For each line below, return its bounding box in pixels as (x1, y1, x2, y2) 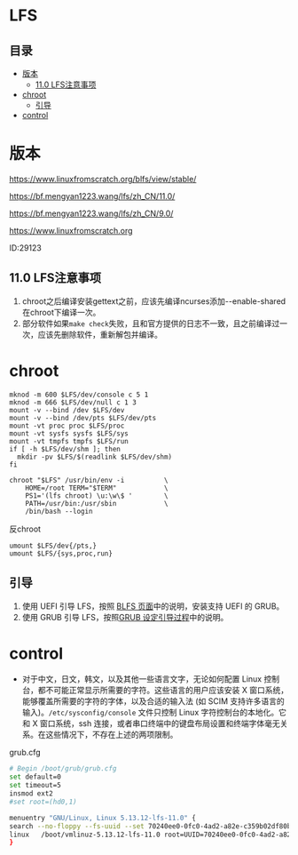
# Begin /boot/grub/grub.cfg (9, 764, 117, 773)
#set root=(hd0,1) (9, 797, 77, 806)
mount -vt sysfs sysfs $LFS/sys (9, 428, 129, 438)
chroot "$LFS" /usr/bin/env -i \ (9, 475, 169, 484)
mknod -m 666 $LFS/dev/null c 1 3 (9, 397, 137, 407)
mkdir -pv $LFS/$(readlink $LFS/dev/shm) (17, 452, 173, 461)
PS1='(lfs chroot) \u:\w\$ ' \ (25, 491, 169, 500)
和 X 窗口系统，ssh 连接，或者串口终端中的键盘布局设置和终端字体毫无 (21, 718, 281, 729)
